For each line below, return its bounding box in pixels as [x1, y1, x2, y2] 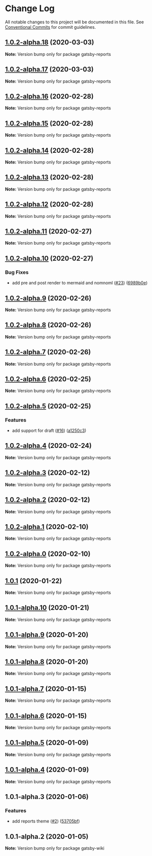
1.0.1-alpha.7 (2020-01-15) [5, 684, 87, 693]
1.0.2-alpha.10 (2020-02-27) [5, 254, 93, 263]
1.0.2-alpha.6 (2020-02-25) [5, 375, 91, 383]
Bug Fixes [5, 268, 29, 275]
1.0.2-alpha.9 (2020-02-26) [5, 294, 91, 302]
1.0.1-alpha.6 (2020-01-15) [5, 712, 87, 720]
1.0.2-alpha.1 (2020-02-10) [5, 522, 89, 531]
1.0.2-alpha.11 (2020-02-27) [5, 227, 92, 236]
